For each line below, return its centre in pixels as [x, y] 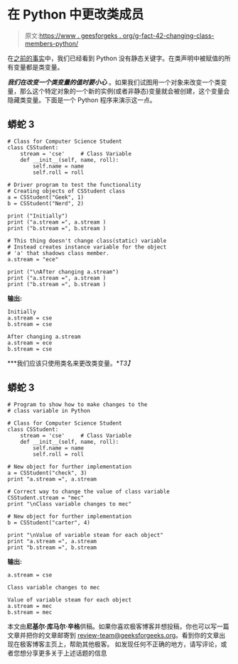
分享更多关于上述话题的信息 [66, 653]
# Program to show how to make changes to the [77, 404]
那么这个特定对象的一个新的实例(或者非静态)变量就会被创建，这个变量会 [125, 91]
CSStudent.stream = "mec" [45, 498]
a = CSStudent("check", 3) [47, 473]
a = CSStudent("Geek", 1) [45, 197]
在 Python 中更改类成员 [76, 15]
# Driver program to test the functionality [74, 185]
